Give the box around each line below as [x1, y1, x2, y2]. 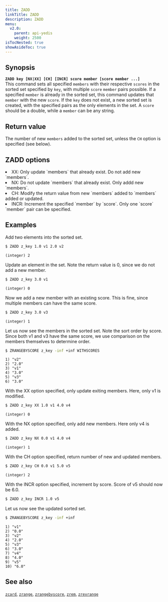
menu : [5, 21, 17, 27]
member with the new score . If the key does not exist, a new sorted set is [5, 97, 152, 103]
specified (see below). [5, 141, 52, 147]
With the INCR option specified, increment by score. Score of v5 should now [5, 481, 163, 487]
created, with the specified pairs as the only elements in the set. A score [5, 103, 154, 109]
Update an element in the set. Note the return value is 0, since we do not [5, 262, 155, 268]
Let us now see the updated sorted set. [5, 506, 86, 512]
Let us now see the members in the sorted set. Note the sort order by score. [5, 328, 162, 334]
